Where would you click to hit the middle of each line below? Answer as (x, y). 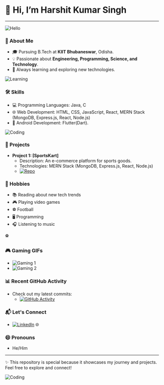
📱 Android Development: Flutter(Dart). (50, 122)
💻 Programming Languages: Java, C (49, 105)
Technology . (25, 64)
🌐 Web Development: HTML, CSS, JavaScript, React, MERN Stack (78, 112)
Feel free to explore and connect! (38, 368)
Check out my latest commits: (42, 294)
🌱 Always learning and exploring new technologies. (64, 70)
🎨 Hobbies (18, 184)
